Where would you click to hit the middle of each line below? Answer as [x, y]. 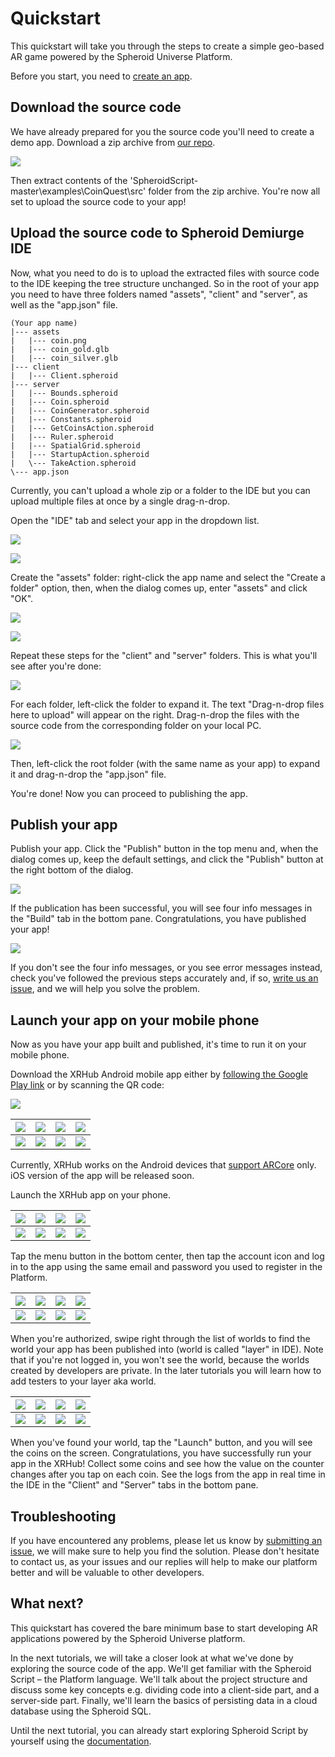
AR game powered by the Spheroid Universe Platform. [121, 56]
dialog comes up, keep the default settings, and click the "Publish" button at [167, 859]
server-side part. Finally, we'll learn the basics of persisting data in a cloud [164, 1700]
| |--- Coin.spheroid [60, 402]
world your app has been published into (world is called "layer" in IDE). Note [167, 1349]
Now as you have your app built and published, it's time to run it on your [158, 1044]
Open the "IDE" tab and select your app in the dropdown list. [135, 520]
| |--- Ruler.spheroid [62, 437]
